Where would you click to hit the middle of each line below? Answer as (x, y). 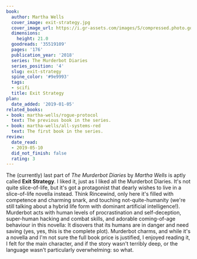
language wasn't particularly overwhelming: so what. (70, 250)
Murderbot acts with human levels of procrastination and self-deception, (94, 213)
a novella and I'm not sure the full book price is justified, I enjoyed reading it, (98, 237)
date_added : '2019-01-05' (43, 104)
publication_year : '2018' (43, 55)
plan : (13, 98)
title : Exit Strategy (38, 93)
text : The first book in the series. (57, 132)
